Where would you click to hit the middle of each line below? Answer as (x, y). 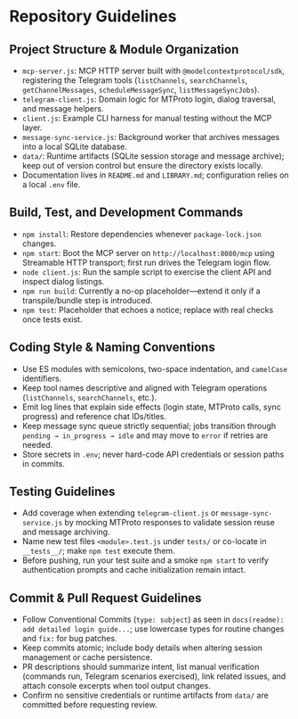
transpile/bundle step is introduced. (87, 300)
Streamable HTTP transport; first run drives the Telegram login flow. (146, 262)
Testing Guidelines (62, 492)
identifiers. (42, 378)
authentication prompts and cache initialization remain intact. (134, 570)
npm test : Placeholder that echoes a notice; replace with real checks (148, 310)
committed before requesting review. (89, 705)
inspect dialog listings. (63, 281)
